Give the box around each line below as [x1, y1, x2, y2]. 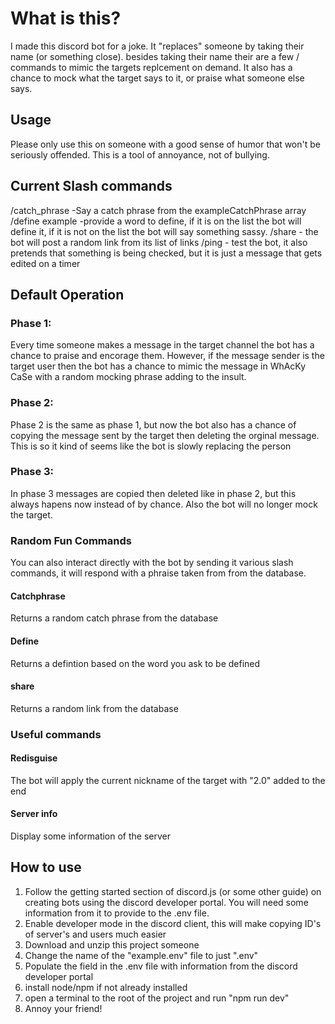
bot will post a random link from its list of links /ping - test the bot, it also [10, 236, 308, 248]
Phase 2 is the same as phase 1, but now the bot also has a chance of [10, 418, 297, 431]
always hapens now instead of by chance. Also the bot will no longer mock [10, 498, 318, 510]
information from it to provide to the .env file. [24, 907, 210, 919]
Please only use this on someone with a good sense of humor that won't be [10, 138, 321, 150]
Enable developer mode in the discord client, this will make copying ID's [24, 917, 322, 929]
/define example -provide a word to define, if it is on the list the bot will [10, 215, 302, 227]
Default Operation [10, 286, 125, 303]
